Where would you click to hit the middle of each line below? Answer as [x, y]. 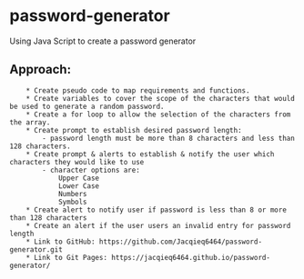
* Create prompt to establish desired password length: [134, 130]
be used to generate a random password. [87, 106]
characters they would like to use [77, 162]
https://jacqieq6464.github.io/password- [191, 257]
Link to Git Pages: [70, 257]
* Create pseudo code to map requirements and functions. [138, 90]
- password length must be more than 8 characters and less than [169, 138]
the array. [30, 122]
